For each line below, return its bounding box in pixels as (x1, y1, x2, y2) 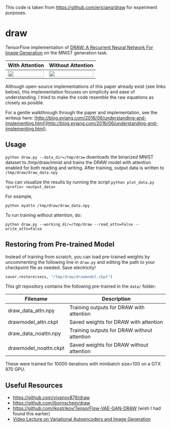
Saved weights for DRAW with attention (69, 319, 163, 326)
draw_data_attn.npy (8, 307, 55, 314)
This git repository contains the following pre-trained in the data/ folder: (5, 283, 156, 289)
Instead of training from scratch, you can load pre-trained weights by (5, 254, 150, 260)
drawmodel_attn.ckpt (8, 319, 59, 326)
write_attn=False (5, 226, 42, 231)
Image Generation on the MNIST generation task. (5, 49, 108, 55)
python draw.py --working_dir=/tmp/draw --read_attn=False (5, 222, 133, 227)
